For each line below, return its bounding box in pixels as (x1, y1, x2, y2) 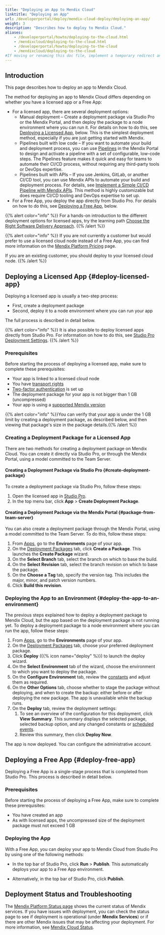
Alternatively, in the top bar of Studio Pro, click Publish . (12, 876, 125, 882)
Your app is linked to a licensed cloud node (12, 376, 100, 382)
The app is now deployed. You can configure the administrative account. (5, 741, 152, 747)
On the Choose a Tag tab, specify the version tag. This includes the (12, 572, 149, 577)
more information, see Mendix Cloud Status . (5, 924, 94, 930)
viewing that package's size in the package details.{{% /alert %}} (5, 422, 137, 428)
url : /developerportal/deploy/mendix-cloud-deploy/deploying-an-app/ (5, 16, 151, 21)
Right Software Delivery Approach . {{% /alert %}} (5, 223, 106, 229)
